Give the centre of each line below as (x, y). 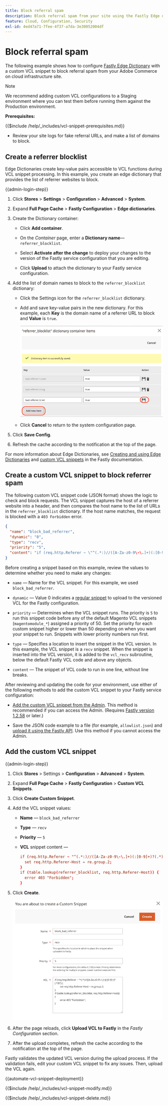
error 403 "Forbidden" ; (49, 878)
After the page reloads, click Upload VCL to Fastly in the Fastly (77, 1028)
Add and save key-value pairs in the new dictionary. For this (81, 308)
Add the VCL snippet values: (42, 808)
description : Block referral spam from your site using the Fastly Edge (82, 16)
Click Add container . (41, 228)
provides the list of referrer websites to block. (52, 180)
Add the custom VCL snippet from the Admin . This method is (75, 705)
